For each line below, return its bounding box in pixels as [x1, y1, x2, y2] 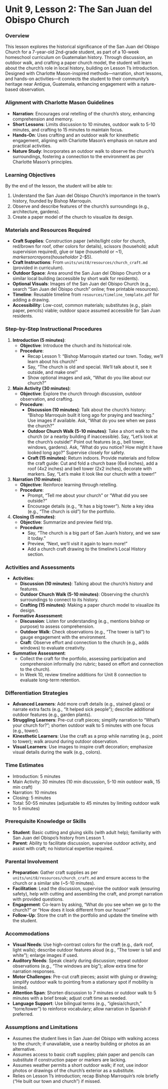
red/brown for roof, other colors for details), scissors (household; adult [12, 243, 159, 249]
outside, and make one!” [27, 369, 78, 375]
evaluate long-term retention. [20, 677, 81, 683]
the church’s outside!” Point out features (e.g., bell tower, [27, 438, 145, 444]
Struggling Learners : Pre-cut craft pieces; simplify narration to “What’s [12, 717, 160, 723]
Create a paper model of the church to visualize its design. [12, 214, 134, 220]
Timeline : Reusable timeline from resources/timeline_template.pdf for [12, 291, 159, 298]
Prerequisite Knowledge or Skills [5, 818, 86, 825]
